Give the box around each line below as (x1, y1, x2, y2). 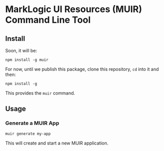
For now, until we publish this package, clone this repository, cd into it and (5, 66, 159, 72)
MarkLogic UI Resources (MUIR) (5, 4, 142, 15)
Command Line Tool (5, 14, 91, 26)
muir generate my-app (5, 131, 51, 136)
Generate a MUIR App (5, 120, 59, 127)
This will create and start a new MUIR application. (5, 140, 109, 146)
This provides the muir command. (5, 90, 75, 96)
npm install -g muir (5, 57, 49, 62)
